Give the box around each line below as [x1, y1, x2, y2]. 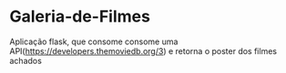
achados [9, 55, 43, 66]
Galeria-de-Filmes [9, 6, 150, 27]
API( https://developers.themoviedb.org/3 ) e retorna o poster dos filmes [9, 45, 278, 56]
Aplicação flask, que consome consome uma [9, 36, 179, 47]
